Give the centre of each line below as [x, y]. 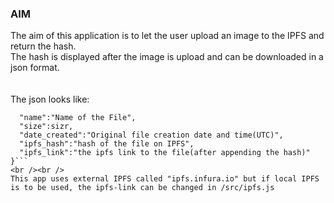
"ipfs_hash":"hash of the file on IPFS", [107, 144]
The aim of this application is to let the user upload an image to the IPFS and [167, 36]
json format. [35, 68]
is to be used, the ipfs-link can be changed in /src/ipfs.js [142, 188]
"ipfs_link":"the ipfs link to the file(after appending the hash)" [165, 153]
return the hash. [43, 46]
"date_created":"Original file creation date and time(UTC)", [151, 135]
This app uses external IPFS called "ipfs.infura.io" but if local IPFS [165, 179]
